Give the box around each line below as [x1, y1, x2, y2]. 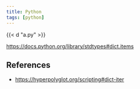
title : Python [6, 8, 42, 15]
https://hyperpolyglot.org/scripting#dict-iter [14, 76, 124, 83]
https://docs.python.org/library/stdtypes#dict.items [6, 43, 134, 50]
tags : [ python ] [6, 14, 45, 20]
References [6, 60, 51, 70]
